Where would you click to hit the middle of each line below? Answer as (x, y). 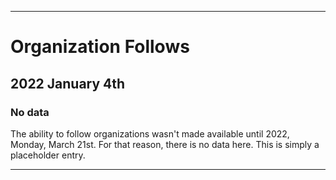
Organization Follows (100, 47)
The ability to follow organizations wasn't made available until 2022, (150, 133)
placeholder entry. (48, 155)
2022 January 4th (68, 83)
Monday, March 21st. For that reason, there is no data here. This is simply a (165, 144)
